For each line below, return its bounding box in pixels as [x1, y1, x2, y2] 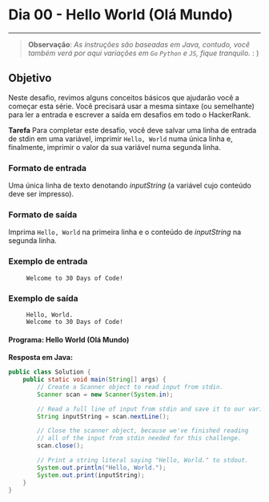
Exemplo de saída [8, 293, 78, 304]
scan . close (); [37, 442, 84, 450]
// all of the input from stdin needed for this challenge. [37, 435, 242, 443]
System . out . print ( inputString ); [37, 471, 146, 479]
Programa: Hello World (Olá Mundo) [8, 334, 130, 344]
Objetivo [8, 71, 52, 85]
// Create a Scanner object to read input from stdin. [37, 383, 224, 391]
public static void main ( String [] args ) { [22, 375, 167, 384]
